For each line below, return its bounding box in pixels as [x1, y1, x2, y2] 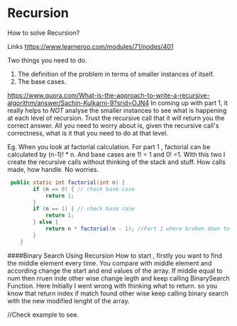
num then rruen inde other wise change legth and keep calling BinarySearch [7, 273, 231, 282]
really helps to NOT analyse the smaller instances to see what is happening [7, 106, 227, 114]
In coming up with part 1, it [150, 98, 228, 107]
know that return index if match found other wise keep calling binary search [7, 289, 229, 298]
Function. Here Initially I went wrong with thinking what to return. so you [7, 281, 218, 290]
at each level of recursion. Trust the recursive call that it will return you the [7, 114, 225, 122]
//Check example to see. [7, 310, 79, 319]
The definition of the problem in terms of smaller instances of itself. [17, 70, 215, 78]
